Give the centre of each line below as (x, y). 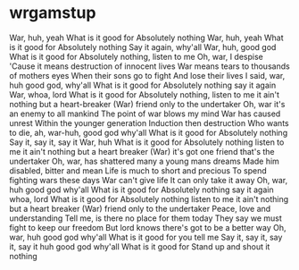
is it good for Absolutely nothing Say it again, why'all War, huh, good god (143, 46)
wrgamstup (53, 13)
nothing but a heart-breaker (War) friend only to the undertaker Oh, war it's (147, 104)
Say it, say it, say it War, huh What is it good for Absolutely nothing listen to (147, 142)
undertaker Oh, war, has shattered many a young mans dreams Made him (144, 161)
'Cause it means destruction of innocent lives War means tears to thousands (149, 66)
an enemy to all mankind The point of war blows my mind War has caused (145, 114)
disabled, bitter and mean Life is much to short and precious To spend (138, 170)
